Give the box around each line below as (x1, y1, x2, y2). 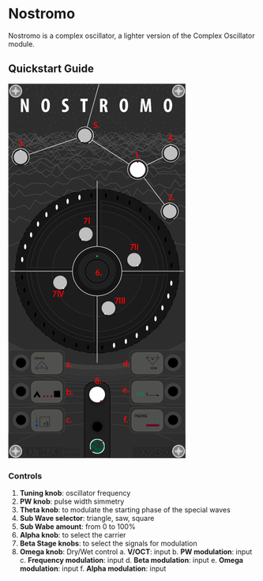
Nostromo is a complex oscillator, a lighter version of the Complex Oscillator (8, 31, 255, 40)
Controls (8, 470, 43, 482)
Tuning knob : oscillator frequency (19, 489, 131, 498)
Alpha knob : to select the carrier (19, 530, 126, 540)
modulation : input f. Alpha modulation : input (19, 564, 167, 573)
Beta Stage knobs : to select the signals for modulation (19, 538, 197, 549)
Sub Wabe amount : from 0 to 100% (19, 522, 136, 531)
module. (8, 39, 36, 48)
